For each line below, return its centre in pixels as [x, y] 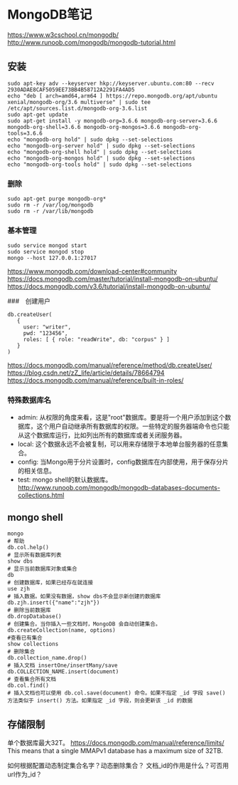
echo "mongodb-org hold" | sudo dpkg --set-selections [90, 140]
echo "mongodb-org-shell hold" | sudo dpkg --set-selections [100, 152]
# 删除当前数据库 [29, 610]
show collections [33, 644]
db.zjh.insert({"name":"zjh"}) [54, 603]
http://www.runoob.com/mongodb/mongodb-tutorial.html [92, 42]
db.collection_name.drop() [47, 658]
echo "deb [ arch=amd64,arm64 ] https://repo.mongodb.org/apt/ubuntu [113, 96]
